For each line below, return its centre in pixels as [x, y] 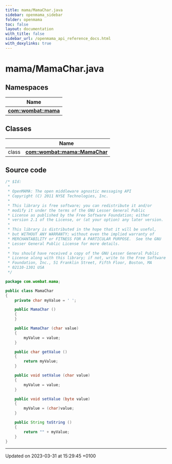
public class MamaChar [29, 291]
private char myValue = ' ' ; [46, 300]
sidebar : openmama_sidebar [34, 15]
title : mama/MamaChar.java [34, 10]
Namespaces [27, 88]
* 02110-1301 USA [26, 268]
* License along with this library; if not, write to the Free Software [87, 258]
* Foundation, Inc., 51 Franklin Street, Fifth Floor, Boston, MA [80, 263]
